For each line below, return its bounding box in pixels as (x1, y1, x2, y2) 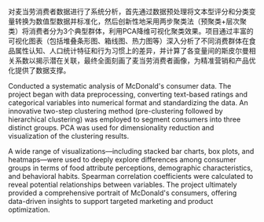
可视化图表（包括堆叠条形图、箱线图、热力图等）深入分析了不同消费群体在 (8, 36, 249, 45)
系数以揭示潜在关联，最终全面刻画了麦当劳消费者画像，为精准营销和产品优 (14, 56, 256, 65)
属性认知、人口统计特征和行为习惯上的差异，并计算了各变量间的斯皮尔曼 (14, 46, 249, 55)
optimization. (8, 205, 50, 214)
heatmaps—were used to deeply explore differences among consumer (8, 155, 237, 164)
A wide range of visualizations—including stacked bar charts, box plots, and (8, 147, 255, 155)
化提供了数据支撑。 (8, 66, 71, 75)
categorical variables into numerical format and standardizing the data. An (8, 98, 249, 107)
